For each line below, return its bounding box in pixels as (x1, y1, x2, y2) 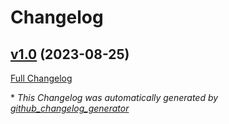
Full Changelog (10, 72, 73, 84)
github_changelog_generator (10, 102, 130, 114)
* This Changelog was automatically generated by (10, 92, 219, 103)
